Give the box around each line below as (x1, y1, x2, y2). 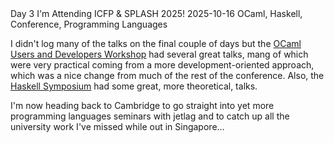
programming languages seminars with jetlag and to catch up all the (10, 110, 290, 122)
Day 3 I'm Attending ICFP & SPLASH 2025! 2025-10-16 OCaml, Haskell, (10, 8, 303, 19)
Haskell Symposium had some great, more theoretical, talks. (10, 80, 258, 92)
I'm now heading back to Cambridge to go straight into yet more (10, 100, 275, 111)
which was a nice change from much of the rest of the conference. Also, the (10, 70, 325, 81)
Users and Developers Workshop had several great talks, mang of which (10, 48, 309, 60)
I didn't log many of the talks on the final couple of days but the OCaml (10, 38, 302, 49)
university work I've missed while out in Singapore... (10, 121, 225, 132)
